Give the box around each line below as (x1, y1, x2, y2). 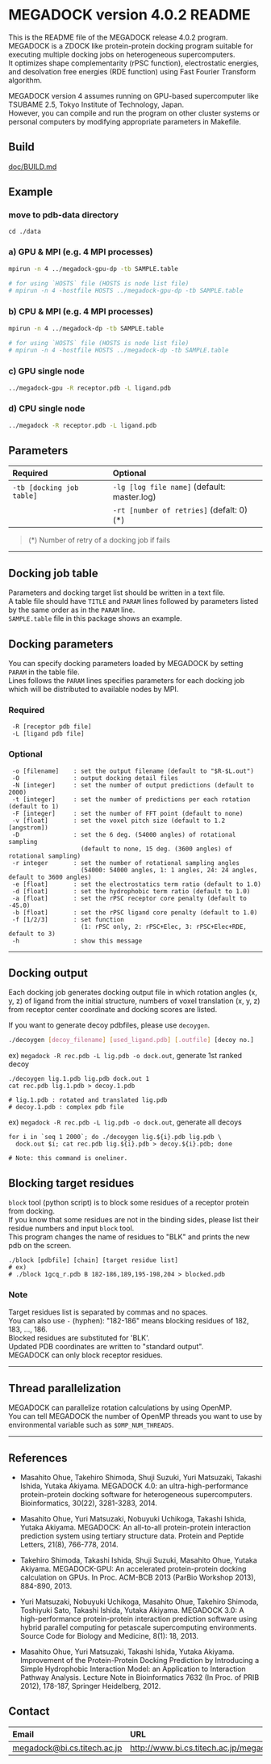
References (8, 1451, 68, 1465)
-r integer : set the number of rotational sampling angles (11, 859, 240, 867)
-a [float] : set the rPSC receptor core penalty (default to (11, 894, 248, 902)
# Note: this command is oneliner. (8, 1154, 128, 1163)
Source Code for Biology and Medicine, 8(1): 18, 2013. (19, 1631, 199, 1641)
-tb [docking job (12, 483, 79, 492)
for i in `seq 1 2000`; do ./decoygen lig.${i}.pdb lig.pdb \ (8, 1133, 222, 1142)
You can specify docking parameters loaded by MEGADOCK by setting (8, 659, 244, 669)
